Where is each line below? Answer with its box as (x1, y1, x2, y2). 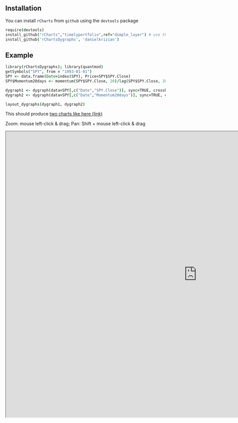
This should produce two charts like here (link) (5, 111, 103, 117)
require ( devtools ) (5, 27, 44, 33)
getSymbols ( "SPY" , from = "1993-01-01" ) (5, 69, 93, 74)
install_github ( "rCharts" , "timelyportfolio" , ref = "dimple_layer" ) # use (5, 32, 160, 37)
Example (5, 51, 34, 59)
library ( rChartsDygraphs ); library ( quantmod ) (5, 65, 103, 70)
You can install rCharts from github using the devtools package (5, 17, 139, 23)
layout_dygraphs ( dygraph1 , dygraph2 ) (5, 102, 85, 107)
